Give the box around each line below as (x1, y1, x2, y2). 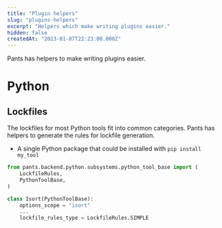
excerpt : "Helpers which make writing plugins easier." (7, 23, 170, 30)
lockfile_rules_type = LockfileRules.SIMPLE (19, 214, 149, 222)
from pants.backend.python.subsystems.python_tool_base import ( (7, 164, 198, 171)
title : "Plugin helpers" (7, 10, 78, 17)
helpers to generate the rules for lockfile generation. (7, 131, 155, 139)
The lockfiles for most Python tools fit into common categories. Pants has (7, 124, 215, 133)
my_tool (16, 152, 39, 159)
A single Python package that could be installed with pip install (16, 145, 201, 153)
